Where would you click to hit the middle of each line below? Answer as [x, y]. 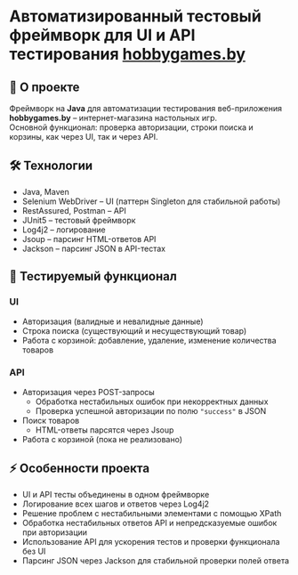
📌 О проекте [44, 87]
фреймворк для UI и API [102, 35]
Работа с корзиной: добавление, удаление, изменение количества [149, 340]
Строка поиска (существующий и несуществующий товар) [134, 330]
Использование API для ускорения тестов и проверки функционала [151, 541]
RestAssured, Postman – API [74, 210]
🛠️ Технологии [51, 166]
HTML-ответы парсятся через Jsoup [105, 430]
